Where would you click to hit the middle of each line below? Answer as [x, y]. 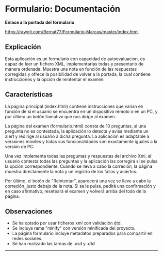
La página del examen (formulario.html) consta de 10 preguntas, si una [76, 126]
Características [29, 95]
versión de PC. [20, 146]
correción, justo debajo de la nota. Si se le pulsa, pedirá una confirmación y [81, 186]
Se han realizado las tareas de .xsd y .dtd [53, 244]
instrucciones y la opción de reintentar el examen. [55, 79]
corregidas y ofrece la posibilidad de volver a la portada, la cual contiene [78, 74]
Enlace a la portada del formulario [40, 22]
